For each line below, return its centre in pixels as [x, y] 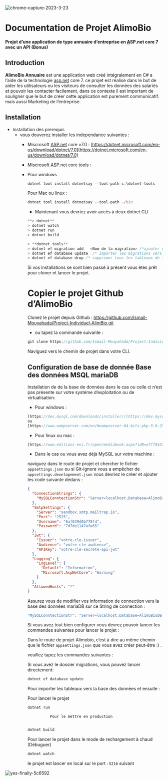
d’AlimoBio [50, 304]
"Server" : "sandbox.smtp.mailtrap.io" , [78, 512]
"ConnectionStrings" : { [56, 494]
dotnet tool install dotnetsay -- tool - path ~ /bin [80, 202]
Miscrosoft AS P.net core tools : [59, 165]
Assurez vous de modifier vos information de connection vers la [93, 601]
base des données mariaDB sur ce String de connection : [86, 606]
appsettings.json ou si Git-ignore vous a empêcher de [83, 469]
